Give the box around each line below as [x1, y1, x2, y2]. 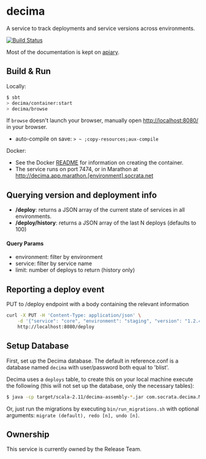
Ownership [6, 429, 50, 439]
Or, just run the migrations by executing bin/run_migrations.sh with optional [6, 405, 199, 412]
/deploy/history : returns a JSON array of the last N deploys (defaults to [15, 219, 196, 226]
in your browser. [6, 123, 48, 131]
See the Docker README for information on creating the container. [15, 159, 184, 166]
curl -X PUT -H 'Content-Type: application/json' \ [6, 312, 141, 318]
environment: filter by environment [15, 253, 103, 261]
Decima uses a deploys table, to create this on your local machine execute [6, 376, 194, 383]
